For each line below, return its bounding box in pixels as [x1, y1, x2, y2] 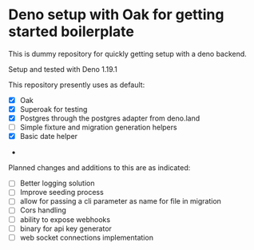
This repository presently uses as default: [8, 80, 145, 89]
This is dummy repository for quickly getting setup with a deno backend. [8, 49, 248, 58]
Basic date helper [19, 132, 78, 141]
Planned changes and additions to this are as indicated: [8, 163, 191, 173]
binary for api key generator [19, 224, 112, 233]
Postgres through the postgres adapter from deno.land [19, 113, 200, 123]
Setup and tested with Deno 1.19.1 [8, 64, 117, 73]
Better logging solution [19, 178, 95, 188]
